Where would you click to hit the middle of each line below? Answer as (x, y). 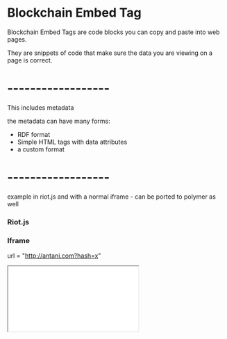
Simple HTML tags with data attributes (72, 142)
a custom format (41, 149)
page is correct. (30, 60)
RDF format (34, 134)
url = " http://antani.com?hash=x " (54, 256)
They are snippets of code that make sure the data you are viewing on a (110, 53)
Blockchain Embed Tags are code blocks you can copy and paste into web (113, 32)
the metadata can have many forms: (59, 121)
